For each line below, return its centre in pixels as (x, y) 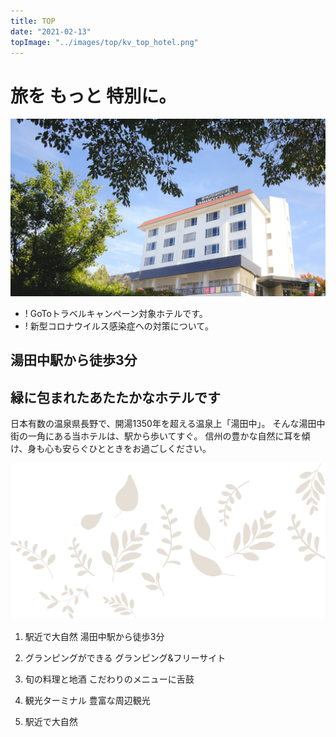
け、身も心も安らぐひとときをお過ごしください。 (111, 449)
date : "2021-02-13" (51, 31)
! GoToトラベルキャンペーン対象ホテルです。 (116, 313)
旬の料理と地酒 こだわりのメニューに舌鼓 (109, 679)
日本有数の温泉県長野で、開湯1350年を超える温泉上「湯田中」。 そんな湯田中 (168, 424)
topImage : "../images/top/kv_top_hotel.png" (104, 42)
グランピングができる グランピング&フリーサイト (125, 657)
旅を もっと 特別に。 (93, 96)
